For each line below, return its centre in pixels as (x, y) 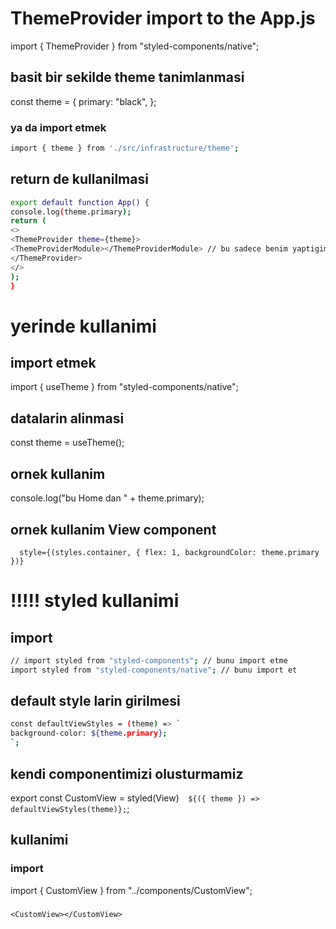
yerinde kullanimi (83, 326)
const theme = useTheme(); (67, 443)
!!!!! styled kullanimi (95, 601)
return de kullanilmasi (79, 179)
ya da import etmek (58, 127)
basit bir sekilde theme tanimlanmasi (127, 77)
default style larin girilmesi (95, 701)
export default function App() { (80, 202)
